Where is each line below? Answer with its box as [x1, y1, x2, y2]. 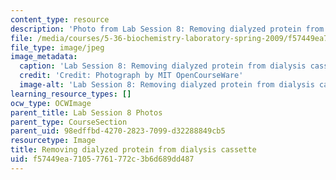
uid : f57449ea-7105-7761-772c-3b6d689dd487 [10, 154, 195, 164]
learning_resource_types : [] [10, 89, 132, 99]
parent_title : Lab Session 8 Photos [10, 107, 163, 118]
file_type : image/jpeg [10, 42, 105, 53]
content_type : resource [10, 14, 110, 25]
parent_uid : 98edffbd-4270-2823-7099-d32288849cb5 [10, 126, 226, 136]
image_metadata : [10, 52, 78, 62]
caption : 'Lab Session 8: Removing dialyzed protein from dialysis [19, 61, 307, 71]
